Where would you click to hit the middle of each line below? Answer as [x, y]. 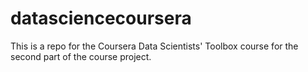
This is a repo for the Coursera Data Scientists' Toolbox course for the [154, 46]
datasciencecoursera [101, 18]
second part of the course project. [81, 56]
